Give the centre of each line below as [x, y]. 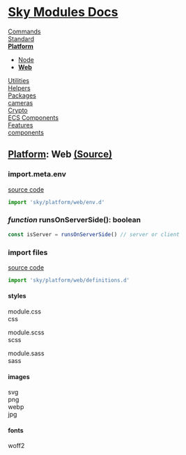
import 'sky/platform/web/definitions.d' [69, 280]
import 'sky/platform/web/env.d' [56, 202]
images [19, 376]
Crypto [18, 110]
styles [17, 296]
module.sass [26, 353]
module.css [24, 311]
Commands [24, 31]
